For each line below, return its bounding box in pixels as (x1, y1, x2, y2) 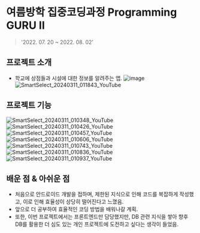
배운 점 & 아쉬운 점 (6, 174, 70, 184)
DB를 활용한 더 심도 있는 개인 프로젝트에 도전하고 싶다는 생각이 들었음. (14, 220, 178, 228)
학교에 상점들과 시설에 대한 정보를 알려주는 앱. (14, 74, 123, 82)
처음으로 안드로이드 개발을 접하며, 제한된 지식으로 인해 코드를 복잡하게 (14, 190, 178, 198)
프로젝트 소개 (6, 58, 52, 68)
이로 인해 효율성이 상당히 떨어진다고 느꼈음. (23, 198, 124, 205)
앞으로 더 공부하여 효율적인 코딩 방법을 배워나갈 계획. (14, 205, 138, 213)
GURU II (6, 19, 45, 32)
